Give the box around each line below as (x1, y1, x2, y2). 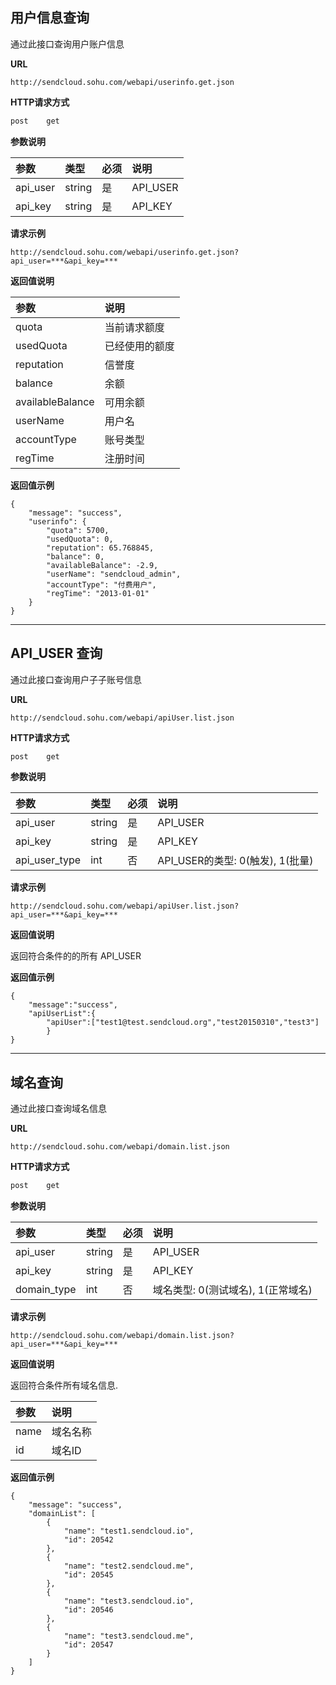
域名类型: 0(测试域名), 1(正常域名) (152, 1283, 313, 1297)
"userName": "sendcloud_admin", (46, 569, 182, 579)
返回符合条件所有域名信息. (10, 1379, 119, 1392)
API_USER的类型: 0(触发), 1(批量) (157, 854, 314, 868)
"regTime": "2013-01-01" (46, 588, 150, 598)
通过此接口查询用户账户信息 (10, 38, 125, 50)
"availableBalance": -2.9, (46, 560, 159, 570)
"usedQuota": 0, (46, 534, 114, 544)
